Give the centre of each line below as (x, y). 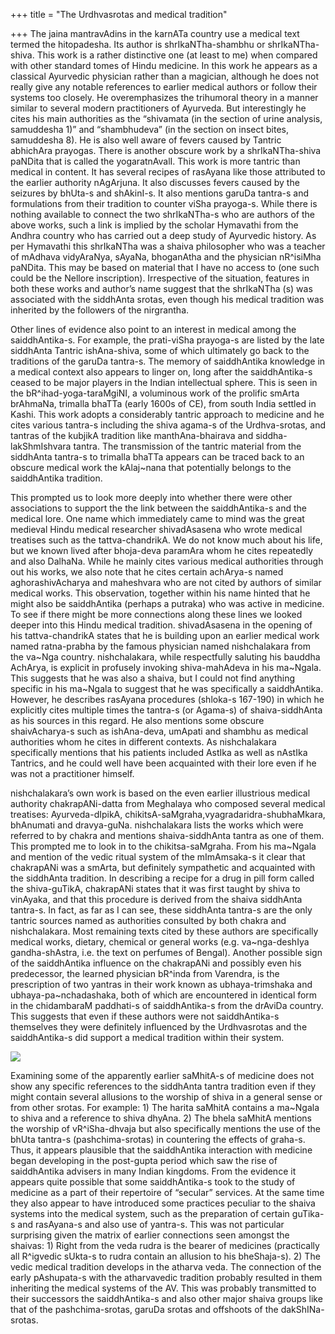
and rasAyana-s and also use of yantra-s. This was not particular (151, 1224)
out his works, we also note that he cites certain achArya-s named (147, 572)
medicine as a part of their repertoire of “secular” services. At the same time (167, 1192)
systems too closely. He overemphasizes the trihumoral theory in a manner (164, 97)
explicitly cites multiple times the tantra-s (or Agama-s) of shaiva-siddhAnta (166, 710)
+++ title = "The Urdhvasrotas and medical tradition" (119, 14)
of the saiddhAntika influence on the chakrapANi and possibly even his (156, 963)
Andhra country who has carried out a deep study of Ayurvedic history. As (163, 235)
